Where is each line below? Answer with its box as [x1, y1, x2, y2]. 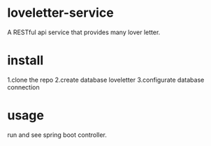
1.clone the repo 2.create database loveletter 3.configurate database [7, 75, 205, 84]
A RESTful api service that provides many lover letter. [7, 28, 161, 36]
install [7, 52, 44, 68]
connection [7, 82, 40, 92]
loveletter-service [7, 5, 114, 21]
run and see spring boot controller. [7, 131, 107, 139]
